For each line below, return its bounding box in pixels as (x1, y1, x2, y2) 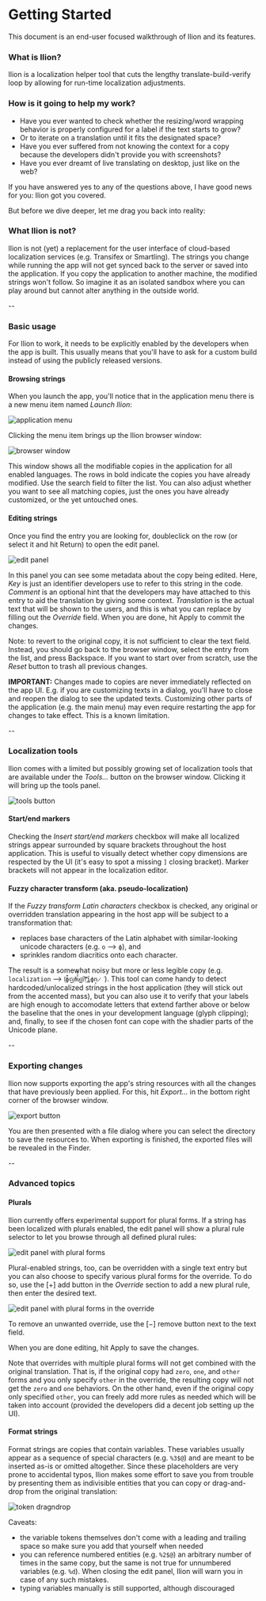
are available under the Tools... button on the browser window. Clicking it (8, 772, 246, 781)
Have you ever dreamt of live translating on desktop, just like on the (19, 158, 240, 167)
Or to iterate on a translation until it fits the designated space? (19, 132, 222, 142)
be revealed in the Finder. (8, 1142, 92, 1152)
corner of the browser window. (8, 1095, 109, 1104)
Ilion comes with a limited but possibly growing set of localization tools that (8, 763, 253, 773)
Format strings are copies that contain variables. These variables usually (8, 1444, 245, 1453)
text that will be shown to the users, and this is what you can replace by (8, 604, 241, 613)
